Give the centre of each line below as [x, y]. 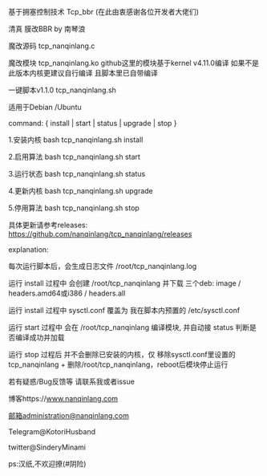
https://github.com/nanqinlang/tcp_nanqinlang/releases [100, 234]
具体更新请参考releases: [48, 225]
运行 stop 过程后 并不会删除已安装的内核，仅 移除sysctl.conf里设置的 [122, 354]
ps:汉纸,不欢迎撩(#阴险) [47, 464]
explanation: [29, 250]
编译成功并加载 [40, 337]
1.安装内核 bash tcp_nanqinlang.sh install [76, 140]
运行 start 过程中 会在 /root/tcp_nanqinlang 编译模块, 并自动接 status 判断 [129, 327]
